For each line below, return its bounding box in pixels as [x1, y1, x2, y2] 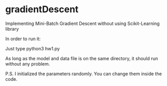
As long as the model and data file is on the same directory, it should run [5, 55, 158, 62]
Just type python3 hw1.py [5, 45, 60, 51]
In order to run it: [5, 36, 41, 42]
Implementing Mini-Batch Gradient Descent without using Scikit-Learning [5, 20, 160, 26]
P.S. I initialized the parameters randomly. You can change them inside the [5, 70, 162, 77]
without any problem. [5, 61, 50, 67]
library [5, 25, 19, 32]
